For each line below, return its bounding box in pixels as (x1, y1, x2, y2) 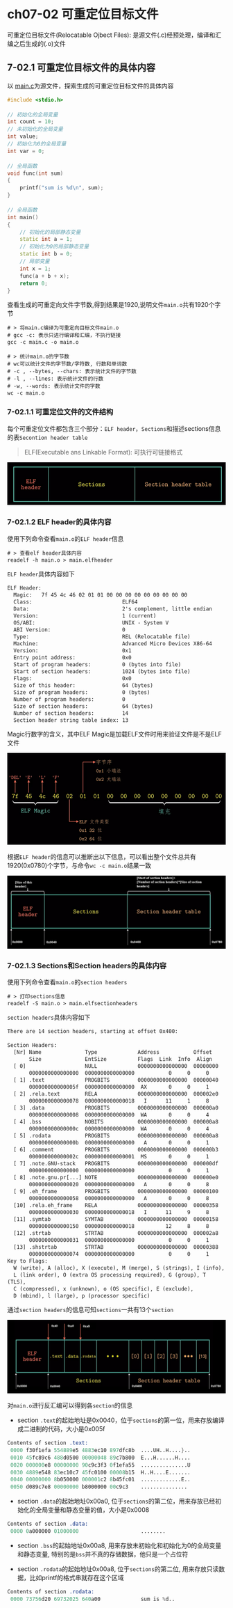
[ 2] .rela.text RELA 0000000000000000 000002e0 (13, 1091, 218, 1098)
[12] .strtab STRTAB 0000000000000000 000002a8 (13, 1230, 218, 1237)
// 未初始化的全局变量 (7, 126, 64, 133)
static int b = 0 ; (19, 251, 73, 258)
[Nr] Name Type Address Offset (13, 1049, 213, 1056)
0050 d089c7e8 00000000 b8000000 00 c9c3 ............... (10, 1483, 188, 1490)
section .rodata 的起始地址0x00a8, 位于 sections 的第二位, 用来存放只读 (17, 1564, 219, 1573)
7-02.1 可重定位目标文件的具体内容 (7, 62, 156, 74)
